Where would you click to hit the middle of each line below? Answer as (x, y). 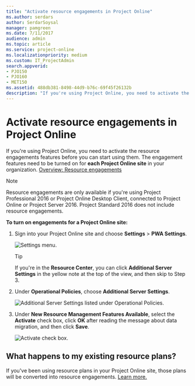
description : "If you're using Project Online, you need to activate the (98, 93)
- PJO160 (17, 77)
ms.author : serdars (30, 17)
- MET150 (17, 83)
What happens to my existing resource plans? (91, 356)
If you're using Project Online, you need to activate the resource (83, 151)
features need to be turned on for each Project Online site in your (85, 163)
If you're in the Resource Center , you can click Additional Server (93, 268)
